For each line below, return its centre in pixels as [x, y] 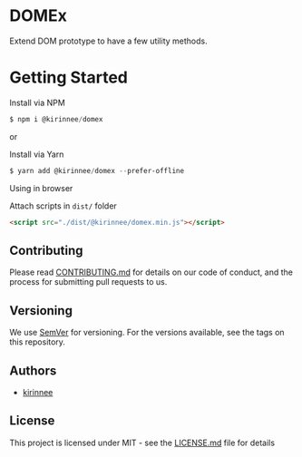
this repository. [38, 342]
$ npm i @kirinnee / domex [56, 119]
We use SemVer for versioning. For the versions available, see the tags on [147, 333]
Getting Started [69, 78]
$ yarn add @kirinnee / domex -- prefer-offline [97, 170]
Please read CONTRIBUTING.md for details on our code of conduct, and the [151, 272]
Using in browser [41, 188]
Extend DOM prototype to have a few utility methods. [108, 41]
